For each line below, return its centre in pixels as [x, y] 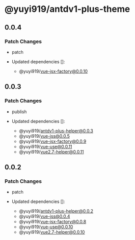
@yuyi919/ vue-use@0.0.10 [46, 227]
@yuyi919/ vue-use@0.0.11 [45, 146]
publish [19, 112]
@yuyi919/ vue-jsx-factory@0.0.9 [53, 141]
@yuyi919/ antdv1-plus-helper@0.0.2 [56, 211]
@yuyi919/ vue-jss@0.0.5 [44, 136]
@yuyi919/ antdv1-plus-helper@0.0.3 [56, 131]
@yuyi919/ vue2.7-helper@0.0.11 [51, 152]
